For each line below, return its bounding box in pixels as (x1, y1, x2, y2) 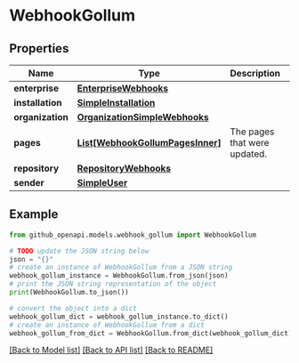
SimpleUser (77, 177, 128, 189)
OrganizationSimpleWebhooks (77, 111, 209, 123)
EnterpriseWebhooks (77, 82, 169, 94)
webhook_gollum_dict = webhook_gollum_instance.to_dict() (9, 312, 229, 321)
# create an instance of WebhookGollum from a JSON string (9, 263, 233, 272)
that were (230, 137, 270, 149)
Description (230, 68, 281, 79)
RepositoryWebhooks (77, 162, 172, 174)
